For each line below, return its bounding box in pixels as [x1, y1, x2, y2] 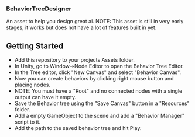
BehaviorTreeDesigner [6, 5, 71, 13]
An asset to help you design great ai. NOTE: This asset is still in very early [6, 18, 184, 25]
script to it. [14, 118, 41, 125]
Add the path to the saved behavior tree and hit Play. [14, 125, 142, 132]
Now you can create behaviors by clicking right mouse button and [14, 75, 174, 82]
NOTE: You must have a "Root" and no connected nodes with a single [14, 87, 183, 94]
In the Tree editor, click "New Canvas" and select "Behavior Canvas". [14, 69, 182, 76]
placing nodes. [14, 81, 51, 89]
